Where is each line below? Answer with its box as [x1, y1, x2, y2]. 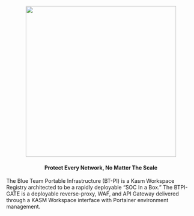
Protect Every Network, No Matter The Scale [44, 164, 158, 171]
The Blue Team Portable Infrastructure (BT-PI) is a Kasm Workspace [6, 177, 175, 185]
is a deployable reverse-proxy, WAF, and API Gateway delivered [20, 190, 179, 197]
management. [6, 203, 41, 211]
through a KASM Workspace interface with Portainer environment [6, 197, 169, 204]
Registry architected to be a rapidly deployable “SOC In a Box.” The [6, 184, 173, 191]
